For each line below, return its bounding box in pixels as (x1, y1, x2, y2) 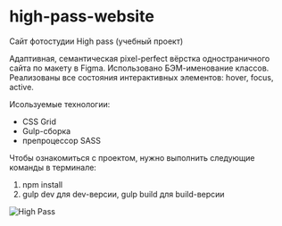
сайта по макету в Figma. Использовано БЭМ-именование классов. (9, 63, 270, 73)
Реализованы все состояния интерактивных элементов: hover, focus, (9, 71, 274, 82)
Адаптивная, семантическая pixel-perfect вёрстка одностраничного (9, 53, 270, 63)
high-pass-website (9, 6, 154, 27)
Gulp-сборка (21, 125, 71, 136)
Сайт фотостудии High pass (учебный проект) (9, 36, 184, 46)
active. (9, 81, 34, 92)
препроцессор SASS (21, 135, 101, 146)
